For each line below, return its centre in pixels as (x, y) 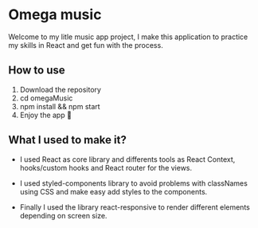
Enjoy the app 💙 (45, 115)
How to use (37, 71)
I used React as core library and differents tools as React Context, (127, 159)
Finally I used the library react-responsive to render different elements (135, 207)
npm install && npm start (60, 106)
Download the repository (61, 89)
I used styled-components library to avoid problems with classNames (134, 183)
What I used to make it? (68, 140)
